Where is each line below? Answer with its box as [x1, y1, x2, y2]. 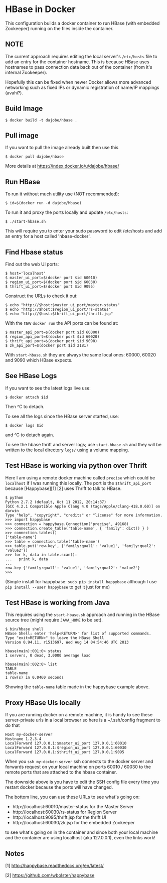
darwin [5, 508, 19, 513]
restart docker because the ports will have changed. [5, 784, 113, 790]
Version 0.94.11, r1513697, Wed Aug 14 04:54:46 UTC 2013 [5, 640, 129, 645]
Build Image [5, 104, 43, 113]
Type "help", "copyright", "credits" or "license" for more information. [5, 513, 163, 518]
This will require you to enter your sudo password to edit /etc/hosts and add [5, 228, 162, 234]
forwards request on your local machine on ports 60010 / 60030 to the [5, 764, 151, 770]
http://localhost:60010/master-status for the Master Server [12, 804, 134, 810]
